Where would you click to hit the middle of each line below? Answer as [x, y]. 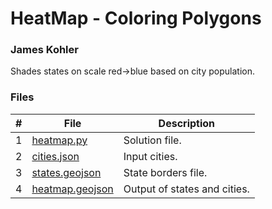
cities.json [55, 156]
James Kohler [44, 50]
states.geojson [66, 172]
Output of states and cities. [186, 189]
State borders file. [165, 172]
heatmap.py [59, 140]
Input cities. [150, 156]
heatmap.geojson [72, 189]
